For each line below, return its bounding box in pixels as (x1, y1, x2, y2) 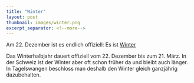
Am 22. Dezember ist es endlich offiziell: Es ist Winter (6, 41, 136, 48)
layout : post (6, 14, 38, 20)
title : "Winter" (6, 8, 46, 15)
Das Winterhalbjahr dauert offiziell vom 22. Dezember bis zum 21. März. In (6, 52, 187, 59)
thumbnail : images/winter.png (6, 19, 81, 25)
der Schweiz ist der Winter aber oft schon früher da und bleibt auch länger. (6, 59, 189, 66)
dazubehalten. (6, 71, 41, 78)
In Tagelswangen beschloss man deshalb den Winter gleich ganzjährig (6, 65, 178, 72)
